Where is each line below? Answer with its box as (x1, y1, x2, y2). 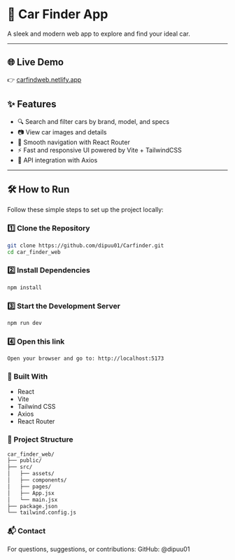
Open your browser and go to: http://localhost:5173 (7, 355, 164, 363)
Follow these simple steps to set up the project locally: (7, 206, 164, 214)
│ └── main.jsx (7, 496, 58, 503)
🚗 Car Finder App (7, 6, 108, 22)
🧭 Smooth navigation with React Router (17, 138, 131, 146)
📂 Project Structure (7, 435, 73, 444)
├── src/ (7, 463, 33, 471)
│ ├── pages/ (7, 483, 52, 490)
